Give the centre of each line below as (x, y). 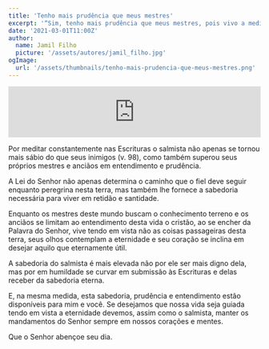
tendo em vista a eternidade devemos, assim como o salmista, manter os (129, 312)
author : (21, 38)
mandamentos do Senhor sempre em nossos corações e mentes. (116, 321)
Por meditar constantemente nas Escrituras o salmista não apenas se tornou (134, 148)
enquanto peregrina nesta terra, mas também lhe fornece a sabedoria (123, 190)
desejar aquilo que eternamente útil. (68, 247)
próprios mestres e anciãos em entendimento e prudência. (105, 166)
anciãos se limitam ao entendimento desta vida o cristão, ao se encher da (130, 222)
